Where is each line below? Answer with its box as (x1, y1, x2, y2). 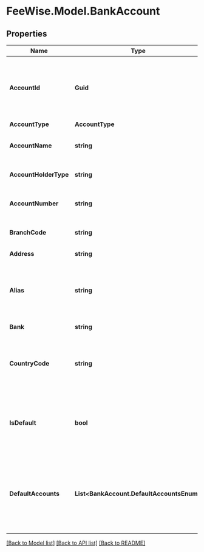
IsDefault (9, 419, 36, 427)
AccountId (9, 83, 41, 92)
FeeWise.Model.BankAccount (6, 4, 160, 18)
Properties (6, 29, 47, 39)
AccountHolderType (9, 171, 69, 179)
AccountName (9, 141, 52, 150)
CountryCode (9, 359, 50, 367)
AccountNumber (9, 199, 59, 208)
